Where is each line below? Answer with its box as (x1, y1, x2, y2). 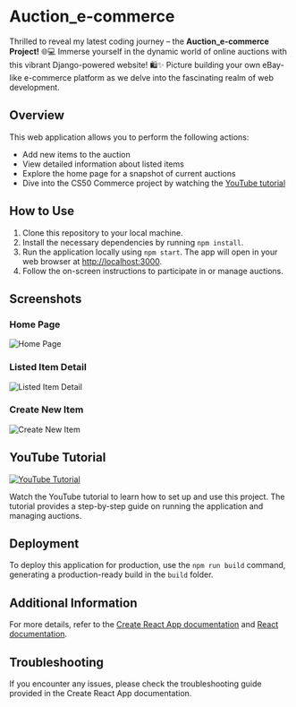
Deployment (9, 536, 80, 552)
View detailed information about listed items (21, 159, 185, 169)
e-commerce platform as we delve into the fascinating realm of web (23, 72, 275, 82)
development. (9, 82, 60, 92)
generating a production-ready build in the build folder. (9, 569, 214, 580)
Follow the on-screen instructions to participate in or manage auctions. (21, 265, 284, 276)
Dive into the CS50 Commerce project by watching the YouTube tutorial (21, 177, 286, 188)
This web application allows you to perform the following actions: (9, 132, 249, 142)
